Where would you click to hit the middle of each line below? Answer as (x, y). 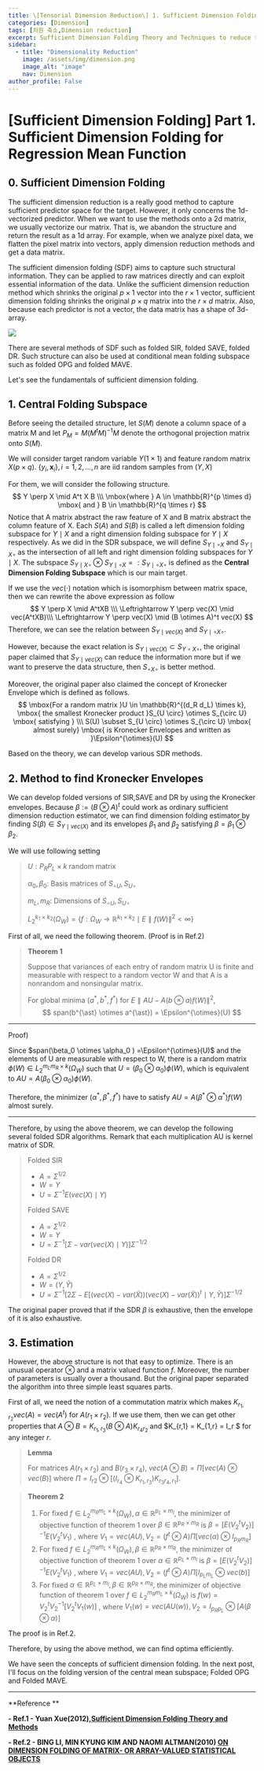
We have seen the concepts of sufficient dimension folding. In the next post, (132, 1664)
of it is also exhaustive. (45, 1318)
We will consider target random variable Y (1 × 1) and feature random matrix (129, 459)
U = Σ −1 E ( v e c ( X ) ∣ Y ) (73, 1194)
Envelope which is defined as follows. (69, 692)
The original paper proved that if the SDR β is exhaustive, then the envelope (130, 1309)
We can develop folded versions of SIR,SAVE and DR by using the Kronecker (132, 797)
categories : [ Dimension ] (49, 23)
